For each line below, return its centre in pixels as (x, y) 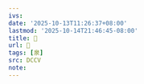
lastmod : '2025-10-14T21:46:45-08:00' (73, 30)
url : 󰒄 (19, 46)
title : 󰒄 (23, 38)
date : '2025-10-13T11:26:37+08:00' (68, 23)
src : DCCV (25, 61)
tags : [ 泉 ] (26, 53)
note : (17, 68)
